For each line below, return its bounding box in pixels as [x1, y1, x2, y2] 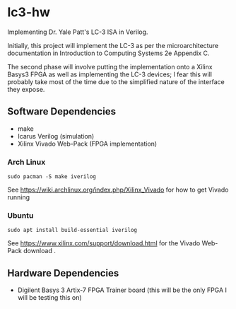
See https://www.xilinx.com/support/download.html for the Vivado [7, 239, 201, 247]
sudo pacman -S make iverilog [7, 173, 97, 180]
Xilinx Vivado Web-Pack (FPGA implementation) [17, 139, 158, 148]
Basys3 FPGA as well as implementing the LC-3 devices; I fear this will [7, 70, 212, 78]
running [7, 193, 30, 202]
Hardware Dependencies [7, 267, 119, 279]
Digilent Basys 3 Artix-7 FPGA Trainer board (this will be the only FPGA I [17, 286, 228, 294]
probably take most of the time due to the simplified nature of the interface [7, 77, 225, 86]
